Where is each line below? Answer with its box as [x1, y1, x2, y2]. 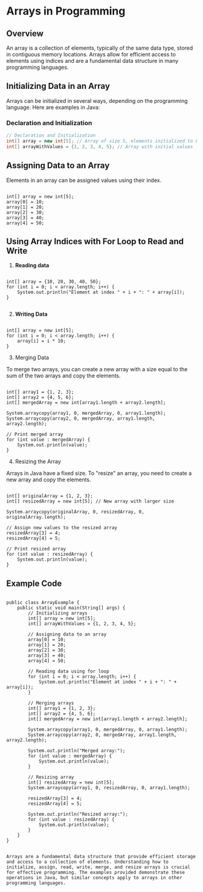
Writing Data [14, 310, 48, 318]
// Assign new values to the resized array [6, 525, 118, 531]
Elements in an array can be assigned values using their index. [6, 177, 162, 184]
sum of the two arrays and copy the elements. [6, 372, 121, 379]
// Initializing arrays [28, 610, 88, 616]
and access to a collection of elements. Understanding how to [6, 859, 169, 865]
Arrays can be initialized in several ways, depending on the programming [6, 97, 188, 104]
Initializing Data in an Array [6, 81, 111, 91]
